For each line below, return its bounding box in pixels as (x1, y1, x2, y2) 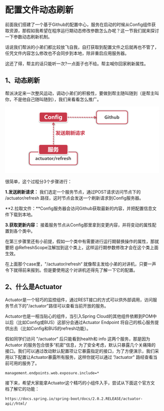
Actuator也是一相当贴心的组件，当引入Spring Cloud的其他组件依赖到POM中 (5, 313, 157, 319)
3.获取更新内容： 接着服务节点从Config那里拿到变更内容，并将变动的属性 (5, 222, 152, 228)
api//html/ (5, 401, 27, 406)
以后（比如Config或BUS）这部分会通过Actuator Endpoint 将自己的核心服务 (5, 319, 155, 325)
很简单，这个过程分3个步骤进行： (5, 178, 72, 184)
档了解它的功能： (5, 386, 40, 391)
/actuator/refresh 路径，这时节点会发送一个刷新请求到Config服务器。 (5, 195, 144, 201)
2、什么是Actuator (5, 283, 62, 291)
